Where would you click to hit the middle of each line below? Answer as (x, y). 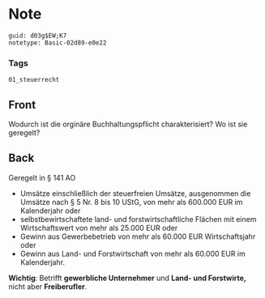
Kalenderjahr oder (50, 211)
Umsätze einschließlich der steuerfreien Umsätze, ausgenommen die (135, 193)
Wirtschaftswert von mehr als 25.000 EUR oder (99, 228)
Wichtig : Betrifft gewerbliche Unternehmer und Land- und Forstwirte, (128, 278)
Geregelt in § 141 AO (42, 177)
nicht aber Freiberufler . (48, 286)
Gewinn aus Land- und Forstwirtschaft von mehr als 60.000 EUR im (132, 253)
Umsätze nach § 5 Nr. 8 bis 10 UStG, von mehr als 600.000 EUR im (131, 202)
